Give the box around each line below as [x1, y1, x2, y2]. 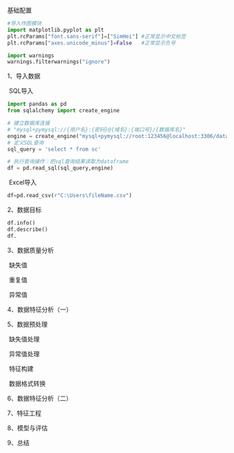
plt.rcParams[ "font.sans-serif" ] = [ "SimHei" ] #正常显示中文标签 [7, 33, 187, 40]
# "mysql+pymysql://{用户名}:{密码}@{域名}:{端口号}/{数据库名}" [7, 126, 186, 133]
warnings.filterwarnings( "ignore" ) [7, 59, 111, 66]
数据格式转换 [8, 379, 46, 387]
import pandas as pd [7, 100, 68, 108]
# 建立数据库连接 [7, 120, 50, 127]
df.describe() [7, 226, 49, 233]
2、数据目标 [7, 206, 42, 214]
